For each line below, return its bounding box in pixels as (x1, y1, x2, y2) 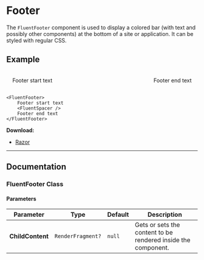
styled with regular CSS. (6, 37, 67, 44)
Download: (6, 126, 35, 134)
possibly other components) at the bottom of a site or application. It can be (6, 30, 194, 37)
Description (148, 211, 182, 219)
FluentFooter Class (6, 180, 64, 189)
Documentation (6, 162, 67, 172)
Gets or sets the (134, 220, 180, 229)
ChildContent (9, 232, 49, 241)
